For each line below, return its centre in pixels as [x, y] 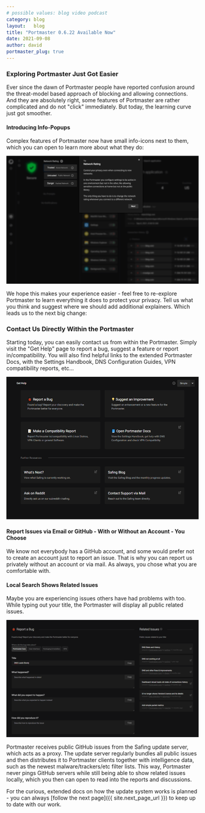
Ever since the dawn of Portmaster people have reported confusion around [101, 87]
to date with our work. [34, 804]
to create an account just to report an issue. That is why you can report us [99, 558]
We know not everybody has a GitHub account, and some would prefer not [100, 551]
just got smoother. [29, 113]
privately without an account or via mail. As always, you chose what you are [102, 564]
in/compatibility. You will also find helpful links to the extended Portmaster [99, 355]
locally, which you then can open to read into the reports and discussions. [99, 779]
